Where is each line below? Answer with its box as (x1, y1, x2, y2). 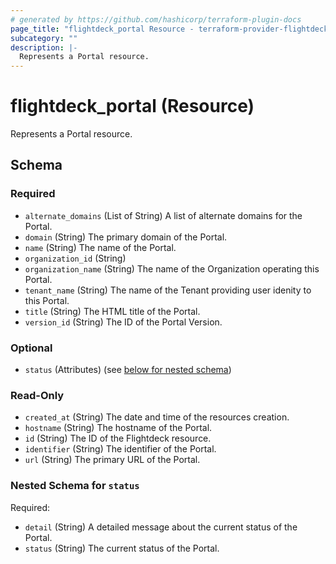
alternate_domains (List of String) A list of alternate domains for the (24, 209, 303, 221)
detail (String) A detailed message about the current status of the (24, 521, 298, 533)
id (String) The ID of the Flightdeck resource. (24, 432, 212, 445)
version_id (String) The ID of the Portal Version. (24, 316, 223, 328)
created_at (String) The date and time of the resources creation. (24, 411, 290, 423)
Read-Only (10, 388, 65, 402)
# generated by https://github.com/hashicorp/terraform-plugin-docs (10, 14, 302, 25)
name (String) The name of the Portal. (24, 241, 177, 253)
